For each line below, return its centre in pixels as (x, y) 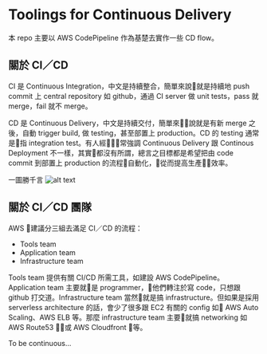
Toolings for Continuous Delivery (120, 15)
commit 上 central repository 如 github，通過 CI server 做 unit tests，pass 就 (133, 96)
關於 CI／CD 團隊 (50, 208)
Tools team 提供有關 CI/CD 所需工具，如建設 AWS (90, 277)
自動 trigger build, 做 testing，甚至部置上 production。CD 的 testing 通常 (141, 132)
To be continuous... (40, 343)
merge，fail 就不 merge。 (50, 106)
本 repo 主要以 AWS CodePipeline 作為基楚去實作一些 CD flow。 (114, 37)
